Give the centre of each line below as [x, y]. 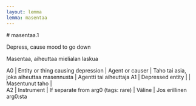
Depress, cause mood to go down [49, 47]
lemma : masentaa [27, 18]
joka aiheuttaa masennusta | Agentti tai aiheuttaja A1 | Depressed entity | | [99, 77]
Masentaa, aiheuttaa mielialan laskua [52, 58]
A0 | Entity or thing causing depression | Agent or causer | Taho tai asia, [96, 70]
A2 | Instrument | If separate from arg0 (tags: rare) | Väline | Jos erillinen [96, 90]
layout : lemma [24, 12]
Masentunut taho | [29, 83]
